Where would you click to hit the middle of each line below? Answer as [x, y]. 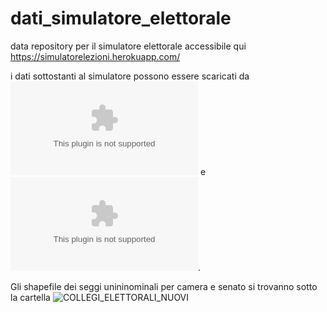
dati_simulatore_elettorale [121, 18]
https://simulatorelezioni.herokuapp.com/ [95, 56]
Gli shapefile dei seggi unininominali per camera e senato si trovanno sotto [164, 286]
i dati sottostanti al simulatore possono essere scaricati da [130, 76]
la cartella [30, 297]
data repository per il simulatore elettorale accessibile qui [128, 46]
